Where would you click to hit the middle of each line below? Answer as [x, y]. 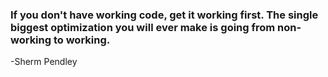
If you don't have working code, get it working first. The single [164, 15]
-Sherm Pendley [44, 62]
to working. [82, 40]
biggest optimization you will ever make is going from [143, 27]
